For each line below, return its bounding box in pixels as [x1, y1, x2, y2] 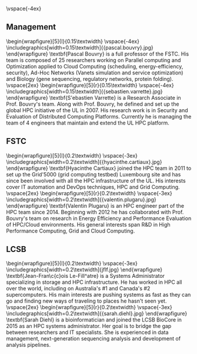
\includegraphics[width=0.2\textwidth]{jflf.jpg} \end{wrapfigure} [6, 266, 163, 273]
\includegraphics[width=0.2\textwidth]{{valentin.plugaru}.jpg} [6, 196, 157, 203]
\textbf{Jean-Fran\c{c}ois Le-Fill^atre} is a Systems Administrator [6, 273, 165, 280]
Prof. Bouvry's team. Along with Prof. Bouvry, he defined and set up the [6, 100, 179, 107]
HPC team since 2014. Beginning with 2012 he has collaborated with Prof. [6, 208, 184, 215]
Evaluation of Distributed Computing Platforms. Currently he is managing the [6, 113, 192, 120]
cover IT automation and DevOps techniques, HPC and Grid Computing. [6, 183, 181, 191]
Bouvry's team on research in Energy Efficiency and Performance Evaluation [6, 215, 192, 222]
